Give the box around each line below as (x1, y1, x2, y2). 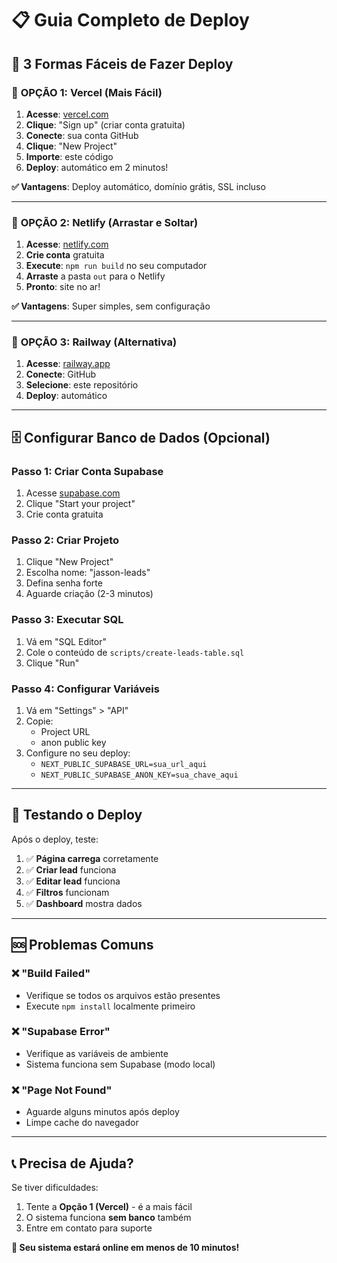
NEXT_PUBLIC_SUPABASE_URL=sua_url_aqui (40, 760, 208, 770)
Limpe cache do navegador (25, 1117, 139, 1129)
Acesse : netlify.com (25, 238, 109, 251)
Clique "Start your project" (25, 498, 136, 510)
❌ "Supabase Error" (11, 1025, 111, 1039)
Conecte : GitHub (25, 368, 97, 381)
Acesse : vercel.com (25, 108, 109, 120)
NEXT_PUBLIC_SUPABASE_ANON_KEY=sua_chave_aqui (40, 770, 239, 781)
